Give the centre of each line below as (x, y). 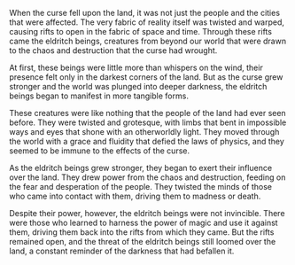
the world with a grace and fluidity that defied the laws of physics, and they (147, 141)
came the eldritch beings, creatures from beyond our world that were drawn (147, 41)
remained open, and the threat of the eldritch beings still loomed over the (143, 242)
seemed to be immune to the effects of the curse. (100, 151)
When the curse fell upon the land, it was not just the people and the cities (145, 13)
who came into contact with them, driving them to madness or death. (135, 196)
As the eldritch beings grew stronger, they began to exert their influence (141, 168)
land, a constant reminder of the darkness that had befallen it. (122, 251)
